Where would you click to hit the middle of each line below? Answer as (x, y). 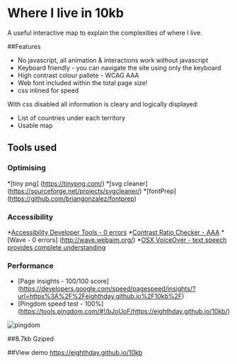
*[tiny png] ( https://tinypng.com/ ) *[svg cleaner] (78, 183)
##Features (24, 46)
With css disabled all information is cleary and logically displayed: (103, 104)
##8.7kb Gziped (31, 339)
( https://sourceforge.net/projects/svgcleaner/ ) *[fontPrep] (92, 191)
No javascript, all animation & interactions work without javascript (113, 60)
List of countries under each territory (71, 118)
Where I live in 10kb (65, 13)
